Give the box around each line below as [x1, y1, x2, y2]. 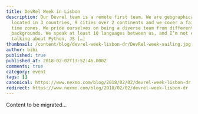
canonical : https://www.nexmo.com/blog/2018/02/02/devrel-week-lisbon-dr [6, 80, 192, 86]
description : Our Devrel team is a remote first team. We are [6, 14, 162, 20]
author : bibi [6, 47, 38, 53]
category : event [6, 69, 46, 75]
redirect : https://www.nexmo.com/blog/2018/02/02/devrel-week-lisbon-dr [6, 85, 189, 91]
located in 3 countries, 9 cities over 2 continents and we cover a [11, 19, 183, 25]
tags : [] [6, 74, 28, 80]
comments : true [6, 63, 44, 69]
